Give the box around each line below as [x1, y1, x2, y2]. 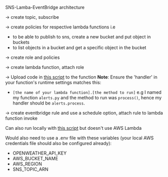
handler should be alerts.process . [12, 100, 85, 106]
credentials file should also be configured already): [5, 140, 112, 146]
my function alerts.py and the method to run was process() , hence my [12, 95, 162, 100]
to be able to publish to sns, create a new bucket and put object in [12, 34, 151, 40]
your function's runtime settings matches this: [5, 80, 102, 85]
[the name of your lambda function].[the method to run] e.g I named [12, 89, 161, 95]
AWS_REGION [12, 161, 42, 167]
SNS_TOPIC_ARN [12, 166, 49, 172]
